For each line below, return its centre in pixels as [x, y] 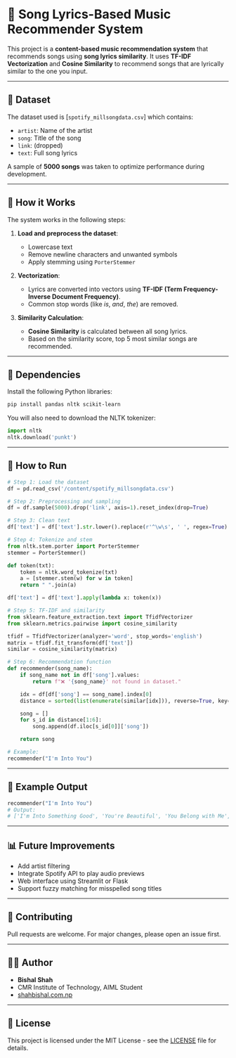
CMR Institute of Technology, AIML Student [80, 987]
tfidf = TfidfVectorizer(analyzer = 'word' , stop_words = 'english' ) [105, 636]
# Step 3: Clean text [39, 521]
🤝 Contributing [40, 917]
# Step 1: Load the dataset [48, 482]
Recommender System [76, 29]
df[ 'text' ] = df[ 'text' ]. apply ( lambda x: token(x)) [84, 598]
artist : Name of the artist [55, 130]
